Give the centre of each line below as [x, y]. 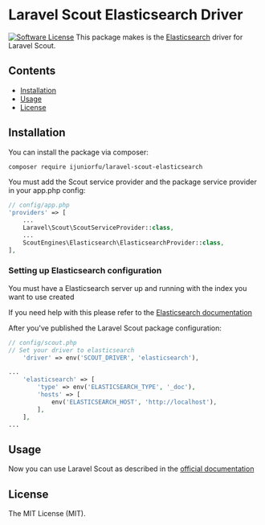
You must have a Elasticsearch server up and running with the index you [128, 288]
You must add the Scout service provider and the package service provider [132, 182]
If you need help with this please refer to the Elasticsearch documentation [130, 312]
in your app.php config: [47, 191]
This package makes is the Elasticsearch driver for [159, 37]
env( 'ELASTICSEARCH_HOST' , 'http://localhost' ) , [134, 402]
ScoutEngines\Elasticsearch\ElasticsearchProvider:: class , [124, 243]
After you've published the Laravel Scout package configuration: [115, 328]
